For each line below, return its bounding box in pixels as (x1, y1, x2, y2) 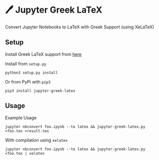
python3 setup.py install (5, 70, 58, 75)
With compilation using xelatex (5, 137, 68, 143)
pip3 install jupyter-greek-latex (5, 88, 76, 93)
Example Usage (5, 114, 37, 121)
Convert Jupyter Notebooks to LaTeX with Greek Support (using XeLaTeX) (5, 24, 154, 30)
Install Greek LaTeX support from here (5, 51, 82, 57)
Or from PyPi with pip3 (5, 79, 51, 84)
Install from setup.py (5, 60, 46, 67)
